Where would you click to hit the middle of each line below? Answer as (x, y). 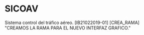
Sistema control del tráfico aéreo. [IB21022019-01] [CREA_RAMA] (72, 22)
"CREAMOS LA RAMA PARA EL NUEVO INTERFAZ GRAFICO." (68, 27)
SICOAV (22, 9)
